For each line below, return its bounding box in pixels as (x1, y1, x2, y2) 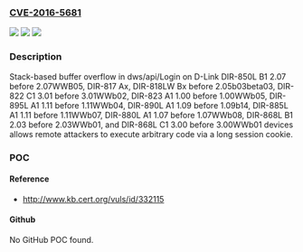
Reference (9, 173, 50, 184)
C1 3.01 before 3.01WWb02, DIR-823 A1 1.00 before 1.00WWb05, (25, 90, 268, 101)
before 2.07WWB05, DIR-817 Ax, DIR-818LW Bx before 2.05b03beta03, (9, 80, 276, 91)
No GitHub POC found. (9, 234, 94, 245)
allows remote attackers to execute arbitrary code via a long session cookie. (9, 128, 294, 139)
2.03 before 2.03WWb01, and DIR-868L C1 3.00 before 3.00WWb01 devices (9, 119, 294, 130)
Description (9, 51, 62, 63)
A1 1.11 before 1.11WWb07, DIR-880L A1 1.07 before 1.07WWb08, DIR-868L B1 (9, 109, 294, 120)
